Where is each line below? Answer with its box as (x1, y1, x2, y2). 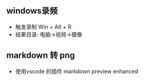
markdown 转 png (6, 51, 75, 61)
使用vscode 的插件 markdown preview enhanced (15, 68, 139, 75)
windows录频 (6, 5, 58, 16)
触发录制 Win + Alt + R (15, 23, 72, 30)
